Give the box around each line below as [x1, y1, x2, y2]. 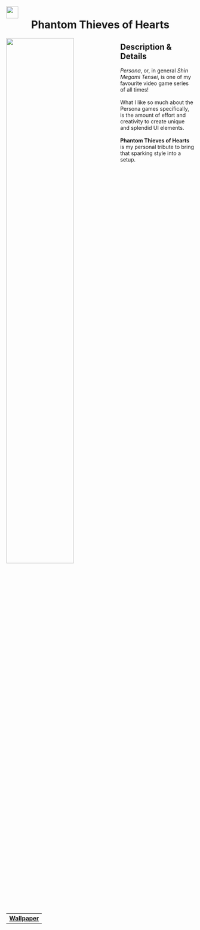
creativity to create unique [120, 118, 185, 125]
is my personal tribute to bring [120, 144, 194, 150]
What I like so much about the [120, 99, 193, 106]
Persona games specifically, [120, 105, 189, 112]
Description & [120, 42, 172, 52]
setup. [120, 156, 136, 163]
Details [120, 51, 147, 61]
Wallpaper [9, 914, 39, 922]
